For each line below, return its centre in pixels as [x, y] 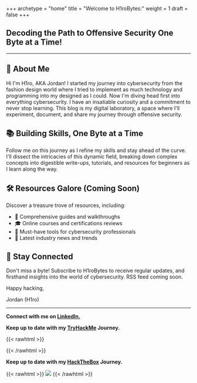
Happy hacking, [25, 288]
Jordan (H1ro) [23, 300]
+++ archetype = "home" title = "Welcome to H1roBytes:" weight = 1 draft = [97, 9]
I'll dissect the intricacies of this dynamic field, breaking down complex [92, 157]
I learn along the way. [32, 169]
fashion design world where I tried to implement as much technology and [94, 89]
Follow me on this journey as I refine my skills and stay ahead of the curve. [96, 150]
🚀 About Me [28, 69]
